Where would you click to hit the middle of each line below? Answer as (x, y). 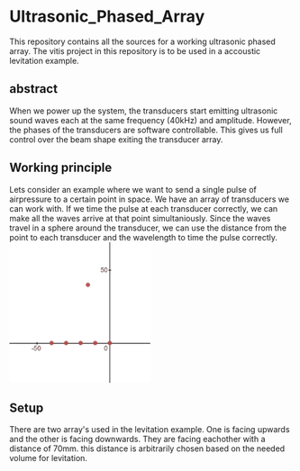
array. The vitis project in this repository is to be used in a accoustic (135, 50)
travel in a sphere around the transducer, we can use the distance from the (148, 228)
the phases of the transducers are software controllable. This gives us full (146, 130)
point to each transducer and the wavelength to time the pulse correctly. (143, 237)
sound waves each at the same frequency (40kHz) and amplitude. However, (150, 120)
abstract (34, 89)
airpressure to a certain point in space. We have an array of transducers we (150, 199)
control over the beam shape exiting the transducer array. (116, 139)
